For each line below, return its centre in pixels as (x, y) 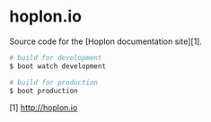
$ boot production (44, 91)
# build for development (56, 57)
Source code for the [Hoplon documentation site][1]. (105, 41)
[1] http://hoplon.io (44, 108)
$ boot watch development (57, 66)
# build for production (54, 83)
